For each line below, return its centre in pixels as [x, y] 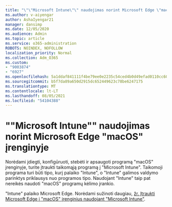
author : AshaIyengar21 [29, 19]
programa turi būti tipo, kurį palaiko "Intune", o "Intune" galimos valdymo [82, 173]
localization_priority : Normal [39, 53]
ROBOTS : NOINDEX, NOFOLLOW [34, 48]
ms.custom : [17, 63]
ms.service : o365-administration [41, 44]
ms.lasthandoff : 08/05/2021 [35, 96]
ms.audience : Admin [26, 34]
